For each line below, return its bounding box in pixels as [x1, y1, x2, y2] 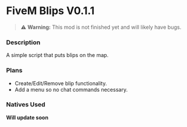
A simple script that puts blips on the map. [6, 52, 109, 59]
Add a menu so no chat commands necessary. [14, 86, 128, 93]
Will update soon [6, 113, 49, 121]
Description [6, 38, 41, 46]
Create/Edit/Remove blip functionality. [14, 79, 107, 86]
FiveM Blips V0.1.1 [6, 4, 95, 18]
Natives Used [6, 101, 45, 109]
